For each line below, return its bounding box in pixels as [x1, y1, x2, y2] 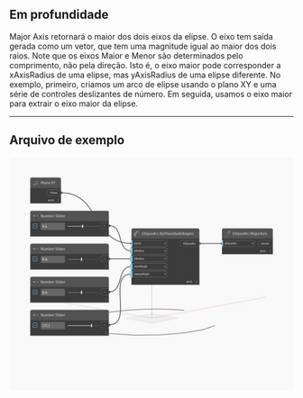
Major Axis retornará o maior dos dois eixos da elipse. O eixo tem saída [9, 31, 273, 41]
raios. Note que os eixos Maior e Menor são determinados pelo [9, 50, 243, 61]
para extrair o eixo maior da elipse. [9, 98, 138, 109]
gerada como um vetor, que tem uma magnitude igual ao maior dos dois [9, 41, 277, 51]
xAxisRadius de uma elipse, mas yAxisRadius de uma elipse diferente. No [9, 69, 281, 80]
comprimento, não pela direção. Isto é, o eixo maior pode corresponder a [9, 59, 281, 70]
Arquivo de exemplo [9, 132, 124, 148]
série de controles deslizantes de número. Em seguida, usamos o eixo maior [9, 88, 293, 99]
